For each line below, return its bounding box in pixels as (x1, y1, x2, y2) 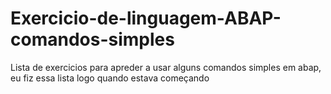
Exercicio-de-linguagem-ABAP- (10, 7, 282, 30)
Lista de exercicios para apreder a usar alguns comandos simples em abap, (10, 61, 322, 73)
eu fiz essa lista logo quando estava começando (10, 72, 210, 84)
